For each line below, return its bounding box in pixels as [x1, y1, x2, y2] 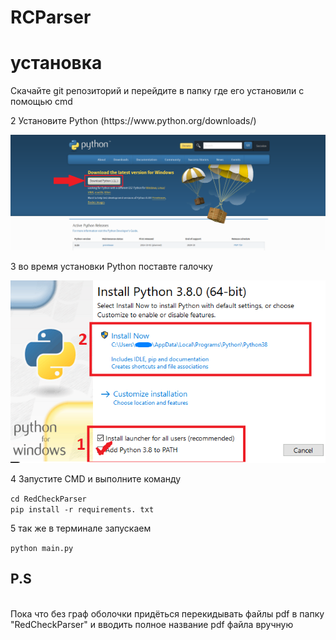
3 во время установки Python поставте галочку [10, 260, 213, 272]
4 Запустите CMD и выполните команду [10, 473, 182, 485]
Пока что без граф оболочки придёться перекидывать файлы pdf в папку [10, 607, 325, 620]
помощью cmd [10, 96, 73, 108]
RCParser [10, 6, 92, 29]
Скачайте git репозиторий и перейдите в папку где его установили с [10, 85, 305, 97]
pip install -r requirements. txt [10, 505, 155, 515]
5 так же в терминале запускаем [10, 522, 152, 534]
